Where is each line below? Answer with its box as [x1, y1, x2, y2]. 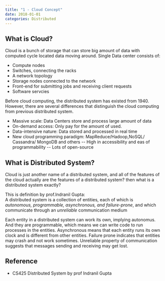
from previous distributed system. [5, 109, 74, 115]
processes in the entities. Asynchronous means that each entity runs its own [5, 227, 160, 233]
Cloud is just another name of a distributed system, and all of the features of [5, 172, 160, 177]
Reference [5, 257, 38, 266]
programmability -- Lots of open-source [12, 144, 94, 150]
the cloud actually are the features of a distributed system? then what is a [5, 177, 154, 183]
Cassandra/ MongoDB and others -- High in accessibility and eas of [12, 139, 150, 145]
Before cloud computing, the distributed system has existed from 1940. [5, 98, 149, 104]
